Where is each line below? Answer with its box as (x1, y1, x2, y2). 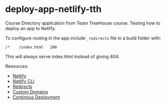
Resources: (5, 63, 29, 69)
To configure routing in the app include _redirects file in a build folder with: (5, 35, 161, 41)
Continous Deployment (12, 94, 60, 100)
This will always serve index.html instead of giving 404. (5, 53, 120, 59)
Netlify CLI (12, 78, 35, 84)
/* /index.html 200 (5, 44, 57, 49)
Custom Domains (12, 88, 49, 94)
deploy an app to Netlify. (5, 25, 56, 31)
